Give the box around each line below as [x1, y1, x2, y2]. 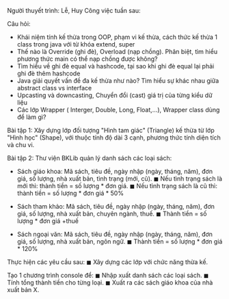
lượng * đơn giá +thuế [16, 217, 79, 225]
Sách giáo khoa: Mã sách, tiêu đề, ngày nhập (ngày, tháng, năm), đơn [16, 168, 213, 175]
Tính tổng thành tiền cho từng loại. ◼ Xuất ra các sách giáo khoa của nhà [7, 278, 213, 287]
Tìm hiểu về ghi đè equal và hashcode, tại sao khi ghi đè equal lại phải [16, 62, 215, 70]
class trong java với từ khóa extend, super [16, 40, 135, 48]
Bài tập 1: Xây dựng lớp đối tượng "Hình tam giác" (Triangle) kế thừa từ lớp [7, 127, 215, 134]
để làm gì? [16, 113, 46, 121]
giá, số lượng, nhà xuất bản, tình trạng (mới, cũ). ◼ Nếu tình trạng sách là [16, 174, 223, 183]
